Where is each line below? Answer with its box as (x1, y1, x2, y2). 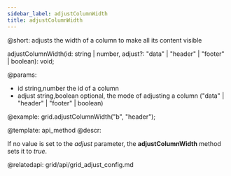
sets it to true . (7, 147, 48, 155)
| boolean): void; (7, 57, 55, 65)
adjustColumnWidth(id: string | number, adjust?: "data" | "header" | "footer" (7, 50, 225, 58)
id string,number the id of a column (17, 84, 119, 92)
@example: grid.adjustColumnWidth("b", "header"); (7, 112, 156, 121)
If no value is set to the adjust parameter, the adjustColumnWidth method (7, 139, 222, 147)
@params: (7, 71, 37, 79)
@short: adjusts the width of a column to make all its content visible (7, 36, 202, 44)
